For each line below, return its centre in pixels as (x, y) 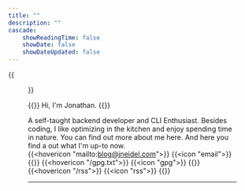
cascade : (22, 30)
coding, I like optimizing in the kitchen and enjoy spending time (130, 129)
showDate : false (49, 45)
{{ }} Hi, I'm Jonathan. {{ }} (69, 105)
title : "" (24, 15)
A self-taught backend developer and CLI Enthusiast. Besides (127, 120)
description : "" (35, 23)
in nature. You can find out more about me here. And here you (128, 137)
